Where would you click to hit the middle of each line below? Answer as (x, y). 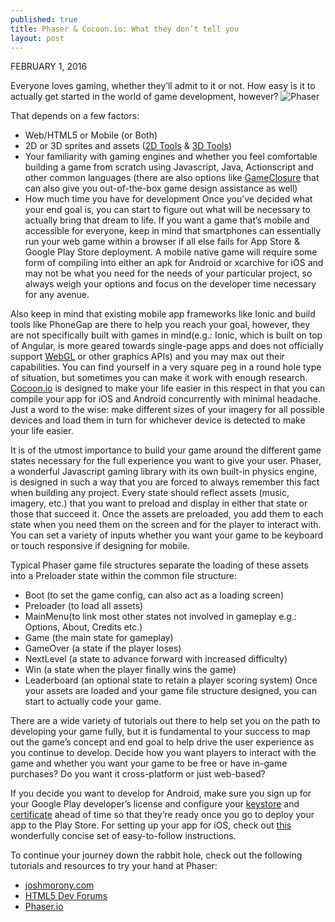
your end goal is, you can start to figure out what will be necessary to (167, 210)
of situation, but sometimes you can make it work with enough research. (159, 378)
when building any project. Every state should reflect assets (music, (150, 493)
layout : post (37, 38)
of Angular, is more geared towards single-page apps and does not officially (167, 346)
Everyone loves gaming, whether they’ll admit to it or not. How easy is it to (163, 86)
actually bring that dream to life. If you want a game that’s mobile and (167, 220)
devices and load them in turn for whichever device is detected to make (158, 420)
